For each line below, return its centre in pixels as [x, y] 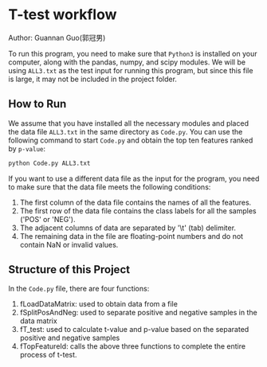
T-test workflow [63, 15]
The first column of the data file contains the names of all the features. [135, 202]
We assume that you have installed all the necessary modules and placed [129, 123]
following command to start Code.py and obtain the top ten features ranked [131, 140]
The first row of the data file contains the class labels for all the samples [138, 211]
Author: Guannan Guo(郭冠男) [57, 37]
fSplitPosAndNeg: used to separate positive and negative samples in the [138, 313]
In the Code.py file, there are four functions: [79, 289]
